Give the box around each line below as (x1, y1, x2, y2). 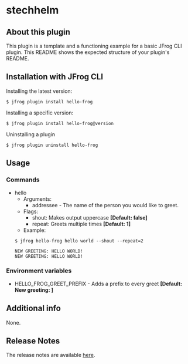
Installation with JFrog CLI (6, 72, 104, 82)
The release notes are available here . (6, 352, 95, 359)
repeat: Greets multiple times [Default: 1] (32, 220, 131, 227)
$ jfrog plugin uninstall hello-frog (6, 142, 98, 148)
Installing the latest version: (6, 87, 73, 95)
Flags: (23, 208, 39, 215)
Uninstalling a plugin (6, 130, 56, 138)
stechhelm (6, 4, 59, 17)
